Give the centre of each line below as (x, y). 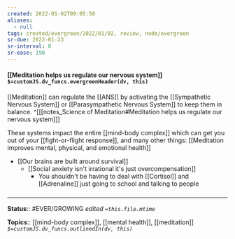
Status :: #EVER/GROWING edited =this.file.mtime (81, 209)
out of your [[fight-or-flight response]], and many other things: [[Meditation (115, 140)
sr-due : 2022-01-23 (36, 40)
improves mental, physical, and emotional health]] (79, 148)
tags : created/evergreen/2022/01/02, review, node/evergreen (98, 33)
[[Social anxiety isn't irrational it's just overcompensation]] (112, 169)
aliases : (20, 20)
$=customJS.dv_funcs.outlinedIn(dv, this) (70, 229)
